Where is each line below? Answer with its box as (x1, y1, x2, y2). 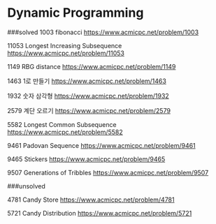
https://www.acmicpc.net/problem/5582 (7, 128, 124, 136)
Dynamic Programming (7, 5, 144, 21)
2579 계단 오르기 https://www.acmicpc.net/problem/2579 (7, 106, 171, 114)
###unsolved (7, 181, 45, 190)
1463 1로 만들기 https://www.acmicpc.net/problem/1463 (7, 77, 166, 85)
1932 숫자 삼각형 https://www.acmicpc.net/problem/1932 (7, 91, 169, 100)
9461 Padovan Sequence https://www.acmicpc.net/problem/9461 (7, 141, 196, 149)
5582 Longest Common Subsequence (7, 120, 117, 128)
